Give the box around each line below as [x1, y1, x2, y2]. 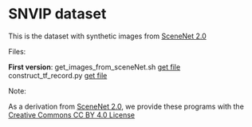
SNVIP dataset [8, 5, 107, 23]
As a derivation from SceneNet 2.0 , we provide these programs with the [8, 101, 245, 111]
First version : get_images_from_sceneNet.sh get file [8, 62, 181, 72]
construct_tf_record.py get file [8, 70, 108, 80]
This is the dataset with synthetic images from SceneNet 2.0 [8, 31, 207, 41]
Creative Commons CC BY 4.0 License [8, 109, 136, 120]
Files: [8, 46, 26, 56]
